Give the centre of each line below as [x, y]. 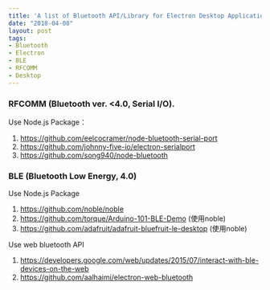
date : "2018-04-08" [41, 23]
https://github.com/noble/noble [72, 209]
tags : [17, 38]
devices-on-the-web [55, 269]
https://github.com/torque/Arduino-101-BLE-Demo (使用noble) [123, 219]
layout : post [30, 31]
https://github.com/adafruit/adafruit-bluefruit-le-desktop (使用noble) [133, 229]
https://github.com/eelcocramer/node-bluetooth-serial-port [119, 138]
